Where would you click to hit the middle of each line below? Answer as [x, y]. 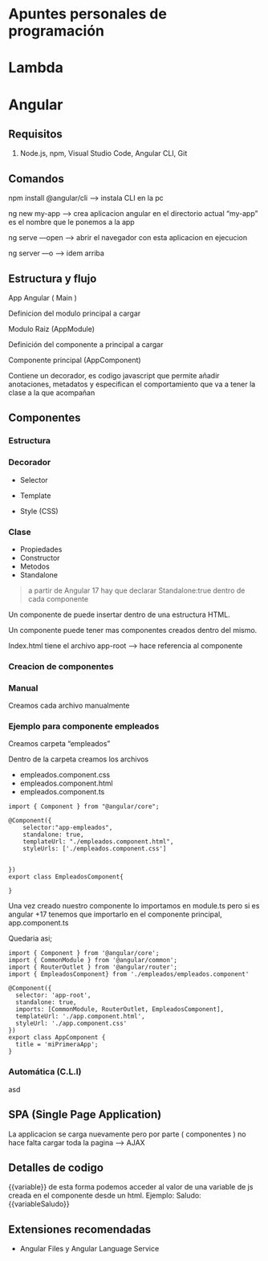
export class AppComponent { [57, 1038]
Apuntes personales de [87, 14]
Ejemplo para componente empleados [84, 726]
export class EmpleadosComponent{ [66, 877]
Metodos [35, 566]
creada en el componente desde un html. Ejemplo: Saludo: [105, 1196]
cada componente [58, 598]
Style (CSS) [39, 511]
